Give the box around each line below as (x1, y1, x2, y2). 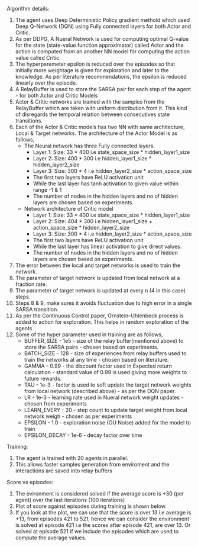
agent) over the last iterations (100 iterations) (15, 497, 125, 503)
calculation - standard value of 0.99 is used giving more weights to (24, 369, 187, 375)
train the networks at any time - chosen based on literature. (24, 356, 169, 363)
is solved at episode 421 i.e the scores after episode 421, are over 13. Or (15, 522, 191, 529)
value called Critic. (15, 54, 61, 61)
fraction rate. (15, 281, 47, 288)
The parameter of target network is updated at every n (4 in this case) (15, 287, 186, 294)
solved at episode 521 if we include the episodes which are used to (15, 528, 179, 535)
